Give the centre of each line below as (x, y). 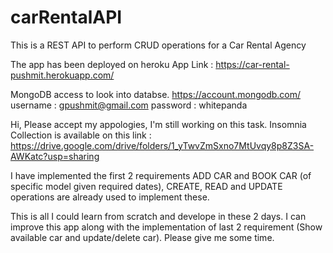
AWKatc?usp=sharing (55, 156)
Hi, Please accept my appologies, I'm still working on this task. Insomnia (158, 124)
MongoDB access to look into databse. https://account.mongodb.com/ (156, 94)
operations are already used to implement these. (110, 197)
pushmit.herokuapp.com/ (62, 75)
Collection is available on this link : (81, 135)
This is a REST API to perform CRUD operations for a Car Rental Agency (158, 45)
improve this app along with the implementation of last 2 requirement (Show (166, 227)
